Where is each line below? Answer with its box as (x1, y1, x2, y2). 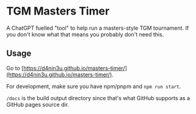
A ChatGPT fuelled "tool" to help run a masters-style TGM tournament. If (6, 24, 189, 32)
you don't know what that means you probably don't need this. (6, 30, 164, 38)
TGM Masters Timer (6, 4, 110, 18)
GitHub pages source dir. (6, 101, 69, 108)
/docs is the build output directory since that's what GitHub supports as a (6, 94, 191, 101)
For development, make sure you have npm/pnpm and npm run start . (6, 82, 181, 90)
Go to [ (6, 64, 24, 72)
